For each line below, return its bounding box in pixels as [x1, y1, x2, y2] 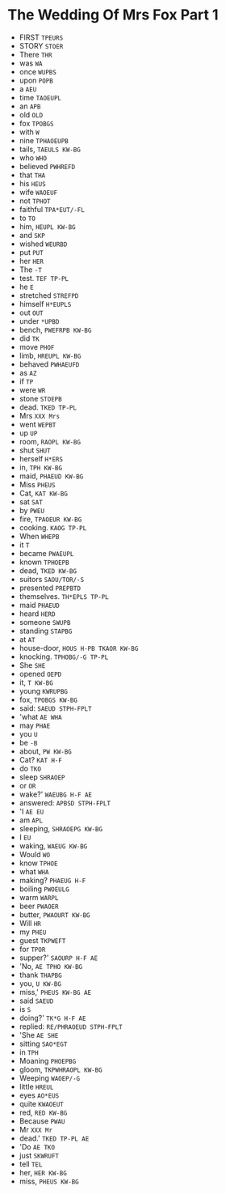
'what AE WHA [19, 712, 62, 721]
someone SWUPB [19, 617, 71, 627]
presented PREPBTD [19, 583, 82, 593]
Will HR [19, 918, 42, 928]
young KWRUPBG [19, 686, 68, 695]
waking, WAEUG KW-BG [19, 840, 88, 851]
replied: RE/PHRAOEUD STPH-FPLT [19, 1022, 123, 1031]
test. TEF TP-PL [19, 273, 69, 283]
